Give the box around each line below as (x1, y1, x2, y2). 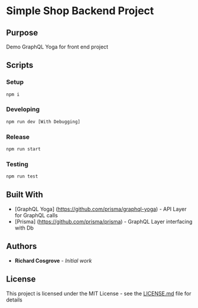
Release (6, 133, 30, 141)
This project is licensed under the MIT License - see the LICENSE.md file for (6, 290, 191, 297)
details (6, 296, 22, 303)
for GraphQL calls (14, 211, 58, 219)
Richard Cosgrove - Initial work (14, 257, 92, 264)
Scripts (6, 60, 34, 70)
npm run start (6, 146, 41, 152)
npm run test (6, 173, 38, 179)
